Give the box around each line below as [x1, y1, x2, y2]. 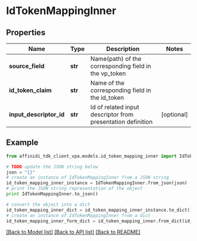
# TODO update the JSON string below [6, 164, 98, 169]
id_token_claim [9, 86, 52, 94]
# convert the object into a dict [6, 201, 91, 208]
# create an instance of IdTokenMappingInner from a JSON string [6, 175, 169, 181]
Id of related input [90, 103, 140, 111]
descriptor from [90, 110, 134, 118]
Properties [6, 28, 46, 38]
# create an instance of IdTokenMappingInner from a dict [6, 212, 151, 218]
